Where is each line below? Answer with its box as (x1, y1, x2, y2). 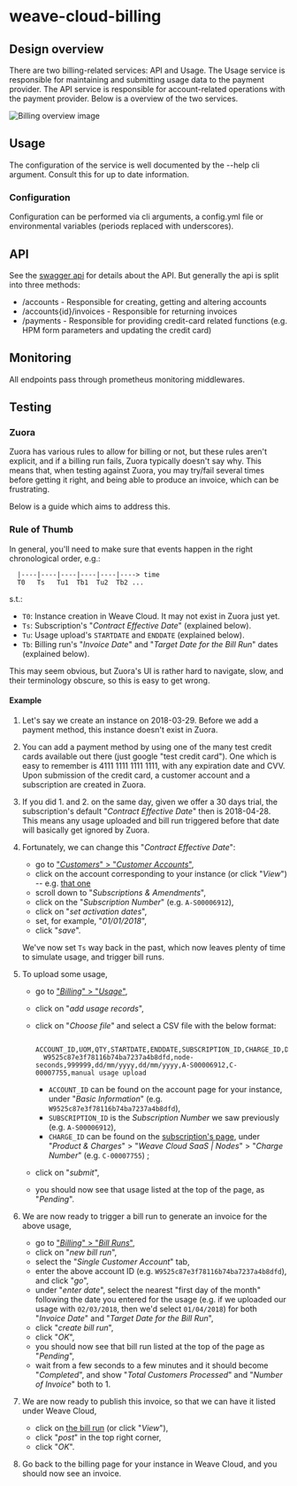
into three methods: (9, 279, 81, 290)
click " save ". (34, 925, 81, 935)
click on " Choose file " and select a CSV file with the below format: (34, 1020, 277, 1030)
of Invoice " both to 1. (34, 1379, 111, 1389)
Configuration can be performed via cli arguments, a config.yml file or (9, 211, 263, 223)
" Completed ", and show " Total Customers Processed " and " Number (34, 1369, 283, 1380)
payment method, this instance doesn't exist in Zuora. (21, 724, 218, 735)
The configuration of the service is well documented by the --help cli (9, 160, 261, 170)
